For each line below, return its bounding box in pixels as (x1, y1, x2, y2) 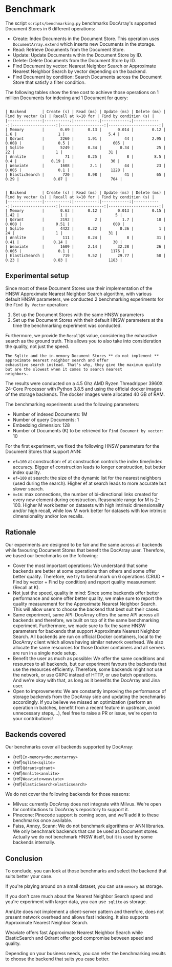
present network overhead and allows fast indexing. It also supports (5, 914, 149, 920)
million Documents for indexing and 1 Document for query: (5, 95, 128, 101)
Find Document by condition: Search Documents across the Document (12, 74, 162, 80)
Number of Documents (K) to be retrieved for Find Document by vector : (12, 427, 163, 433)
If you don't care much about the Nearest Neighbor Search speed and (5, 893, 153, 900)
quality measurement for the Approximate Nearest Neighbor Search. (12, 600, 157, 607)
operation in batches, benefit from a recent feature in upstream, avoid (12, 704, 160, 710)
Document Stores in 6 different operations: (5, 25, 96, 31)
